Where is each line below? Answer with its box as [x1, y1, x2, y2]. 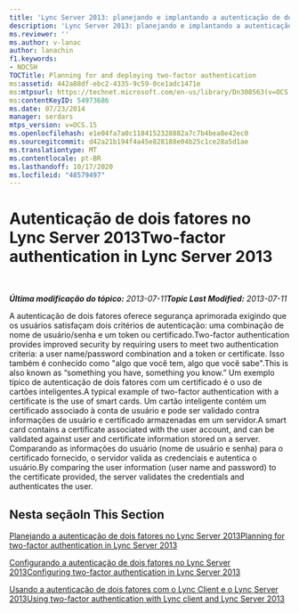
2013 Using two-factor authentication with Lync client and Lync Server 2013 [9, 593, 285, 604]
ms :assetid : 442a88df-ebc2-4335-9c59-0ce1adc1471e [9, 79, 201, 88]
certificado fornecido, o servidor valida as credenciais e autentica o [9, 453, 257, 463]
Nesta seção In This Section [9, 507, 165, 522]
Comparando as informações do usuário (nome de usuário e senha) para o [9, 443, 284, 454]
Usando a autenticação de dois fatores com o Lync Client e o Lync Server [9, 584, 279, 594]
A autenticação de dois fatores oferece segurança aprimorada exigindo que [9, 311, 287, 322]
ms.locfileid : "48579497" [9, 170, 105, 179]
